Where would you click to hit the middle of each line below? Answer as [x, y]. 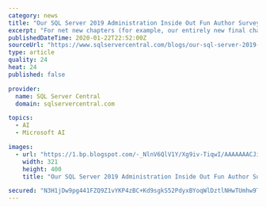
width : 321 [40, 162]
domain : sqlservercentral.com [65, 104]
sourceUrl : [26, 45]
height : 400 [42, 169]
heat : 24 [23, 67]
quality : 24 [28, 60]
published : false [37, 75]
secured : [23, 191]
